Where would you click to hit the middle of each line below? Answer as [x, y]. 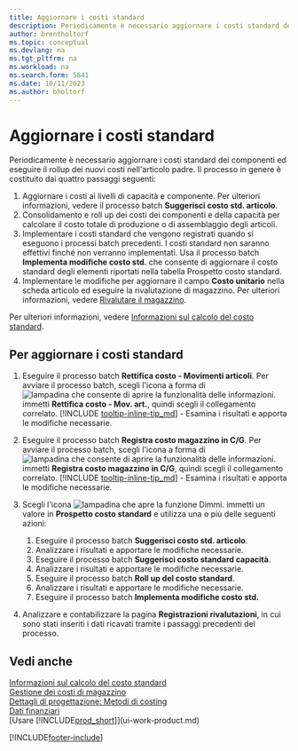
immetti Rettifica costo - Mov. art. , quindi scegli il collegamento [139, 404]
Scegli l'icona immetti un [144, 505]
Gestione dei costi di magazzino [68, 692]
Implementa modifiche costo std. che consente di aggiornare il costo [150, 262]
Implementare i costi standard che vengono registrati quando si [138, 234]
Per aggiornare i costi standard [96, 355]
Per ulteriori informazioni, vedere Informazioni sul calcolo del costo [132, 317]
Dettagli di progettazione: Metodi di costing [88, 701]
